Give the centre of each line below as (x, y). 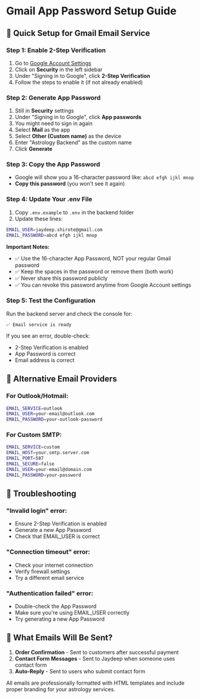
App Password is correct (45, 354)
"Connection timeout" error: (48, 552)
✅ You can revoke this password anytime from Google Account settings (103, 285)
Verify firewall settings (42, 571)
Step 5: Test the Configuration (51, 300)
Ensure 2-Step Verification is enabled (61, 524)
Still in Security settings (44, 111)
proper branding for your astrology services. (61, 689)
